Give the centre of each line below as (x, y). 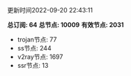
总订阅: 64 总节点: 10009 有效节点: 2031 (65, 25)
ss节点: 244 (34, 48)
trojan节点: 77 (37, 39)
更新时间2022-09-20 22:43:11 (50, 10)
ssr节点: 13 (33, 65)
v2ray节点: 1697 (40, 57)
